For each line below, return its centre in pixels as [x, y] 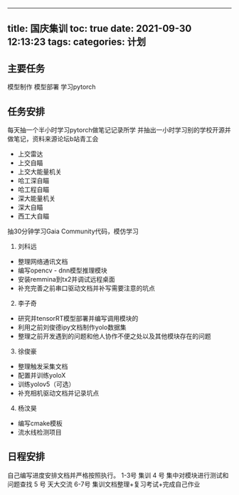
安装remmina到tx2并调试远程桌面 [66, 280]
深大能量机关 [36, 198]
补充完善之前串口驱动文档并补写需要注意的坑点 [86, 288]
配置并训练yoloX [42, 376]
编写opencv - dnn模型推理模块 [63, 270]
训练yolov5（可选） [46, 384]
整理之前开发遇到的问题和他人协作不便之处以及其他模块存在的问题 [114, 336]
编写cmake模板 [40, 423]
